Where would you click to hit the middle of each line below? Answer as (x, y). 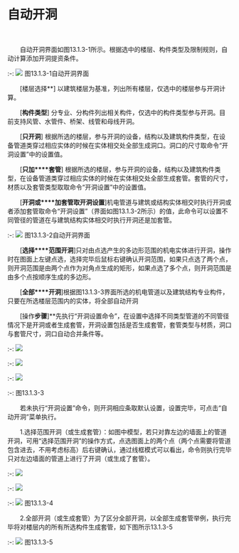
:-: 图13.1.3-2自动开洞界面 (49, 235)
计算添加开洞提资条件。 (48, 58)
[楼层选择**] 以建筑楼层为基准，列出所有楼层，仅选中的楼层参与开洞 (120, 88)
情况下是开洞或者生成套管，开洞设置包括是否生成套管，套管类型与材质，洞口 (119, 325)
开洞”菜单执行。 (37, 417)
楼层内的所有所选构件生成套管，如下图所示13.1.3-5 (99, 527)
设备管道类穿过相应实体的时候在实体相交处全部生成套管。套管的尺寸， (129, 178)
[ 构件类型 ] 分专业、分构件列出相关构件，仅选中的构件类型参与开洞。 (120, 112)
